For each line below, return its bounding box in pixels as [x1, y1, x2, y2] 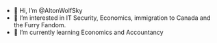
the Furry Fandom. [13, 21, 66, 29]
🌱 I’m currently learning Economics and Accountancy [13, 28, 164, 36]
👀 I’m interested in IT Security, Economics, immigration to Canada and [13, 14, 211, 22]
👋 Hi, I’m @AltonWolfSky [13, 7, 83, 14]
